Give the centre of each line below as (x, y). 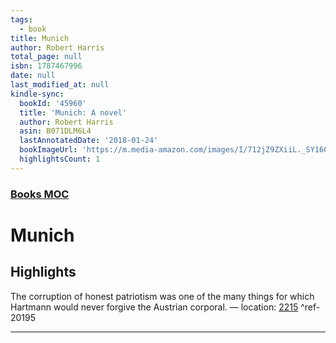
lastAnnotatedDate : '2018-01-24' (89, 141)
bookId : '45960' (53, 103)
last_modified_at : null (60, 85)
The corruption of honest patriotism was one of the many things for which (162, 296)
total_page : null (46, 57)
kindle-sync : (37, 94)
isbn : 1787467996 (46, 66)
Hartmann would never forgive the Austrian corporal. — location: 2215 (154, 307)
